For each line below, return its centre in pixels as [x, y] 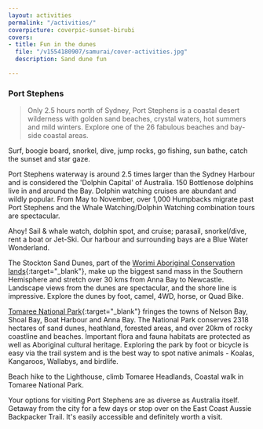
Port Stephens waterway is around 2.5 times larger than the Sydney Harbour [131, 174]
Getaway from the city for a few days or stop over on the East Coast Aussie [130, 409]
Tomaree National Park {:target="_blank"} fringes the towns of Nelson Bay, [128, 311]
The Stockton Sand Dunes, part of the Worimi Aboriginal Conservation [122, 263]
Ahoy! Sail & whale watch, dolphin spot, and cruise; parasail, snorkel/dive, [128, 231]
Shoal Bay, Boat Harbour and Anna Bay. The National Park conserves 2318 [128, 320]
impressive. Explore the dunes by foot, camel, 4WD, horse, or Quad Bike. [126, 296]
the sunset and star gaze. [49, 159]
